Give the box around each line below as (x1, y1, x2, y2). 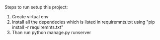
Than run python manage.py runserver (11, 30, 91, 35)
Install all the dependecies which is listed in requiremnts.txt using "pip (11, 19, 155, 25)
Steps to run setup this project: (4, 4, 68, 10)
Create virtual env (11, 14, 49, 19)
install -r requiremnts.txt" (11, 24, 64, 30)
